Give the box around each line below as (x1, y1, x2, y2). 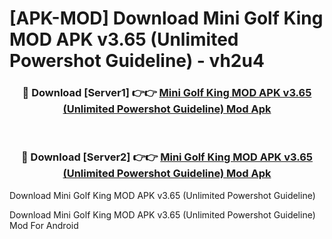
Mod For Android (9, 219, 79, 231)
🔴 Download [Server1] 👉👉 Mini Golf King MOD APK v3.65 (22, 86, 312, 100)
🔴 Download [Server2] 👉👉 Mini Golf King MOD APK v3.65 (20, 150, 314, 164)
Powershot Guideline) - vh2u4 (9, 50, 265, 72)
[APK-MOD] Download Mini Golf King (9, 7, 324, 30)
